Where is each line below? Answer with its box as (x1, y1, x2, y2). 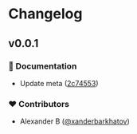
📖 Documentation (8, 61, 77, 72)
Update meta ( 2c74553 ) (19, 78, 99, 88)
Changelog (8, 5, 83, 23)
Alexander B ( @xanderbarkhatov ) (19, 116, 130, 126)
